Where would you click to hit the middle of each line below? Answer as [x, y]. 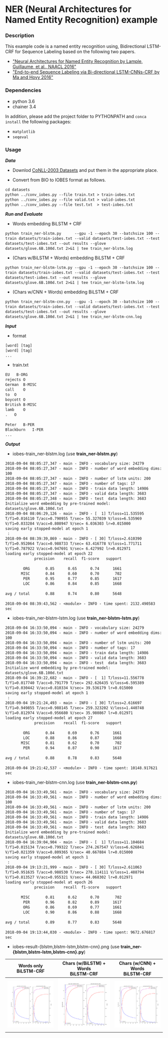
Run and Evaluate [24, 214]
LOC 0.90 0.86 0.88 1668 [72, 912]
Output [13, 444]
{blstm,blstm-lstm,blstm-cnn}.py [48, 952]
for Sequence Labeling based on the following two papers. [75, 52]
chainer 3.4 [24, 107]
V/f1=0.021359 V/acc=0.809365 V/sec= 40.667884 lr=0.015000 [69, 852]
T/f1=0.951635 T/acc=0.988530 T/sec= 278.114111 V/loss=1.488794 [74, 872]
